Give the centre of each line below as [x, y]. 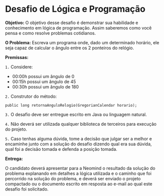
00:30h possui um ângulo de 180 [45, 86]
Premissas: [17, 57]
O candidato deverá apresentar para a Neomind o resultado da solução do [80, 168]
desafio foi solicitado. [27, 189]
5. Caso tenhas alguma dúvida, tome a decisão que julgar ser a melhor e [79, 139]
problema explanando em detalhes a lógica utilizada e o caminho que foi [78, 173]
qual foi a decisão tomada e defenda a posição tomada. [61, 149]
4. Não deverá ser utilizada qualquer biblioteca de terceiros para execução [81, 124]
